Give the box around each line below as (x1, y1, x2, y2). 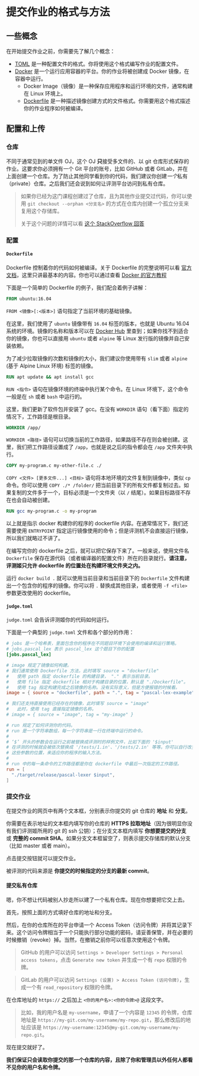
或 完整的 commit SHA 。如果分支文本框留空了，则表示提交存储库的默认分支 (6, 834, 191, 842)
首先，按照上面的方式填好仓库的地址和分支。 (6, 909, 115, 916)
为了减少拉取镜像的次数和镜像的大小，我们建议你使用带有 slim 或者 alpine (6, 355, 188, 362)
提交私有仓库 (6, 882, 37, 889)
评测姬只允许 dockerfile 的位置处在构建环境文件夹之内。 (6, 562, 144, 569)
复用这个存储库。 (20, 207, 63, 214)
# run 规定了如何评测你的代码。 (6, 722, 75, 728)
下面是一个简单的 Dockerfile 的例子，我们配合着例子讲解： (6, 284, 149, 291)
